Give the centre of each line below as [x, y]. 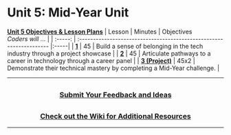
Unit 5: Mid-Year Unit [68, 13]
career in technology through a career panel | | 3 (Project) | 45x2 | [101, 60]
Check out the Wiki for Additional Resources [115, 116]
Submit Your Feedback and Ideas [115, 95]
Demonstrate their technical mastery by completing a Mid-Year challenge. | [113, 68]
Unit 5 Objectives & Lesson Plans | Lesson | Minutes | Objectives [100, 32]
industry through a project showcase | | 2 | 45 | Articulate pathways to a [109, 53]
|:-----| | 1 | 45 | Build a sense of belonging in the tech [127, 46]
